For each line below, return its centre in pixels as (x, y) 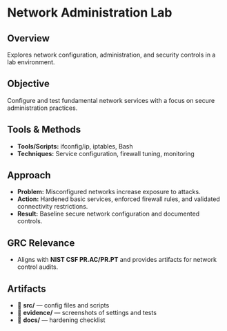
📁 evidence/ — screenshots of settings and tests (87, 313)
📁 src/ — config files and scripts (63, 305)
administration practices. (42, 108)
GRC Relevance (41, 243)
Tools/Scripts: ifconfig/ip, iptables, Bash (75, 146)
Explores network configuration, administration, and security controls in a (111, 55)
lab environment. (31, 62)
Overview (29, 38)
